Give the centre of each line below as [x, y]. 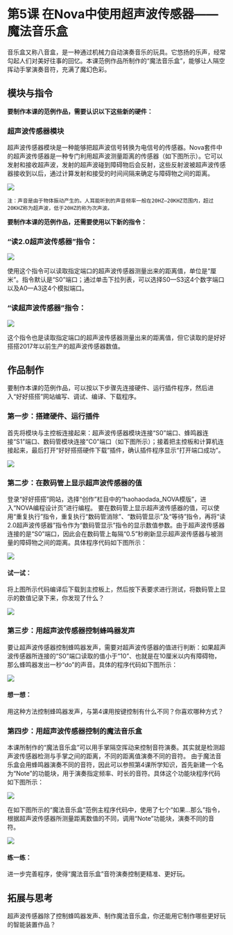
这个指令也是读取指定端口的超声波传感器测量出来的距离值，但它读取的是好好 [116, 338]
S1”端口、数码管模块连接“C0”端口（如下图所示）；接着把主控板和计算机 [117, 442]
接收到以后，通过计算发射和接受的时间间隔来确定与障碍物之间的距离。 [113, 173]
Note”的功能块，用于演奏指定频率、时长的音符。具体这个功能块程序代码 [118, 774]
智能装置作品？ [34, 925]
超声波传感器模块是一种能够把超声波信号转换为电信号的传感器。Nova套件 [112, 148]
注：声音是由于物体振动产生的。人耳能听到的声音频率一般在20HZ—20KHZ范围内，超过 [110, 201]
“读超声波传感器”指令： [47, 308]
